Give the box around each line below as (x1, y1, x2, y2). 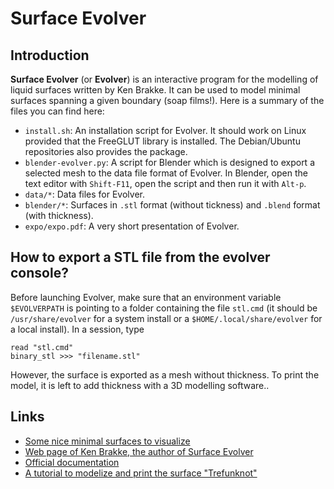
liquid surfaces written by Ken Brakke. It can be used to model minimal (10, 84, 301, 96)
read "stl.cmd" (10, 342, 74, 352)
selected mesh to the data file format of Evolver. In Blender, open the (24, 167, 308, 179)
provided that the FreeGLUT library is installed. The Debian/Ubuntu (24, 135, 301, 147)
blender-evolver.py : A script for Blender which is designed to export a (24, 157, 316, 168)
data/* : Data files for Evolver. (24, 188, 146, 200)
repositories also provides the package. (24, 146, 188, 157)
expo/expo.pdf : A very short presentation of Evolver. (24, 220, 240, 232)
